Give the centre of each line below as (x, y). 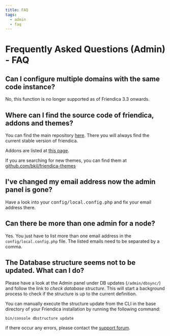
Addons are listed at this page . (37, 151)
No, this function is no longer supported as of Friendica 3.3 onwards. (78, 99)
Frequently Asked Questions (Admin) (85, 49)
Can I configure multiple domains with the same (83, 79)
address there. (21, 207)
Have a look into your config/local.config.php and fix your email (78, 202)
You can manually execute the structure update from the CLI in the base (81, 303)
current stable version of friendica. (42, 141)
